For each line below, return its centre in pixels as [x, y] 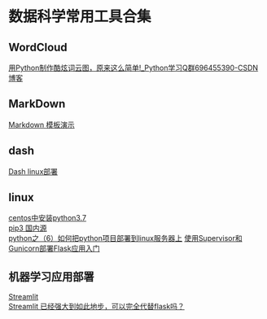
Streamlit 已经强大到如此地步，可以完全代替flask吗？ [96, 307]
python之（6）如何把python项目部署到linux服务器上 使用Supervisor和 [125, 238]
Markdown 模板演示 [42, 125]
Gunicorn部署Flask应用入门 [54, 248]
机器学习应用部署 [51, 276]
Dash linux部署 [33, 171]
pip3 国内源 [28, 228]
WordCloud [38, 47]
